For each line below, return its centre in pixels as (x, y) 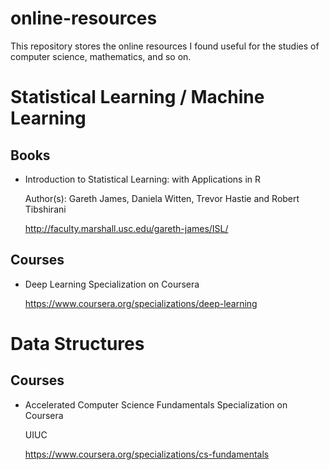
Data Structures (77, 343)
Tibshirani (45, 209)
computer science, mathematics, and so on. (101, 56)
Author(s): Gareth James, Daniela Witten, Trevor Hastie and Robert (162, 198)
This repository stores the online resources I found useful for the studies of (165, 46)
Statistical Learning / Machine (137, 97)
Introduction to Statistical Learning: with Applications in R (143, 179)
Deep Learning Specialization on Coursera (112, 284)
